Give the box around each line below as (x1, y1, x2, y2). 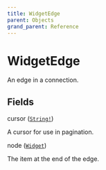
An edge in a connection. (7, 76, 79, 84)
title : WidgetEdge (7, 10, 60, 17)
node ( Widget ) (7, 142, 47, 150)
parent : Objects (7, 17, 54, 24)
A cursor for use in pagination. (7, 128, 94, 136)
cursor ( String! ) (7, 114, 54, 123)
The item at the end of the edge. (7, 155, 99, 163)
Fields (7, 96, 35, 108)
